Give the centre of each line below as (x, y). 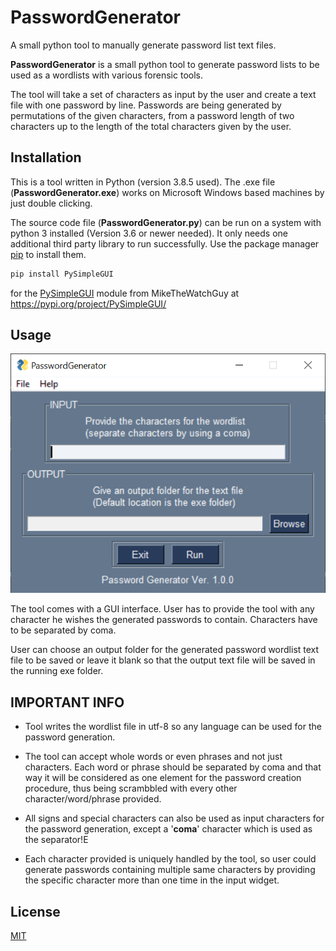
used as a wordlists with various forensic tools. (106, 75)
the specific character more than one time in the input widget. (152, 880)
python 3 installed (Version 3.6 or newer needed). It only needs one (149, 233)
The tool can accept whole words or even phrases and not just (153, 757)
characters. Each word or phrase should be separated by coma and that (173, 767)
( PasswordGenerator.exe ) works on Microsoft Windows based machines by (167, 192)
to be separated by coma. (63, 630)
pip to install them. (48, 254)
